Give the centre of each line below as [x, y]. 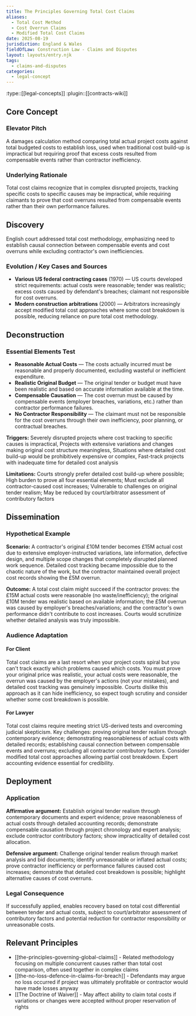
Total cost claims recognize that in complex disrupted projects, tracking [92, 188]
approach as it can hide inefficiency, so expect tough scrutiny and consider [97, 693]
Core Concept [32, 112]
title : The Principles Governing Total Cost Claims [70, 11]
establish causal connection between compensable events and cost [88, 245]
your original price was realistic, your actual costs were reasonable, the [92, 674]
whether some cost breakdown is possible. [58, 699]
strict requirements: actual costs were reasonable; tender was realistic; [100, 285]
